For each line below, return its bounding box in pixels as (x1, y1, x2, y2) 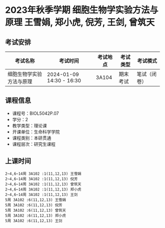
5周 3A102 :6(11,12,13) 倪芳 (5, 202, 63, 207)
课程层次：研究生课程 (12, 141, 55, 147)
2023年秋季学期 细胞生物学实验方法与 (5, 4, 159, 16)
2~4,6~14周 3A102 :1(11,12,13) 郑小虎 (5, 187, 82, 192)
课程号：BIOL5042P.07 (12, 110, 59, 116)
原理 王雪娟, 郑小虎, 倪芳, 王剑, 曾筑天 (5, 17, 155, 28)
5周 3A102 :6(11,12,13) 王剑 (5, 218, 63, 223)
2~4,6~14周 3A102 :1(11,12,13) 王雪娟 (5, 171, 82, 176)
